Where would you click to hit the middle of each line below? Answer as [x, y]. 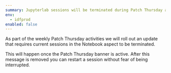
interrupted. [18, 65]
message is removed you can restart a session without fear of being [77, 60]
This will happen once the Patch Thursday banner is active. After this [78, 54]
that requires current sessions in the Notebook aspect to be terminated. [80, 44]
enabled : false [21, 24]
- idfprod [20, 19]
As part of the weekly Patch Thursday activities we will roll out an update [81, 39]
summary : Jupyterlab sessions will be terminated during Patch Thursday [84, 10]
